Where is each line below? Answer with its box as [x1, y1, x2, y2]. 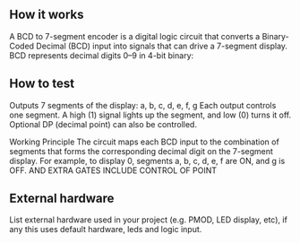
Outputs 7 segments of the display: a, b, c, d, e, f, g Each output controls [9, 100, 277, 110]
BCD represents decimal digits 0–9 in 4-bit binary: [9, 49, 194, 61]
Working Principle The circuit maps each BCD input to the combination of [9, 136, 279, 147]
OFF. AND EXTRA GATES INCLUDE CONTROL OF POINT [9, 165, 218, 176]
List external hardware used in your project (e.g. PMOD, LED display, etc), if [9, 214, 288, 225]
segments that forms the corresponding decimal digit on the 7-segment [9, 145, 273, 156]
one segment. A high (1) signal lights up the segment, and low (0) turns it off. [9, 109, 292, 120]
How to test [9, 76, 74, 91]
